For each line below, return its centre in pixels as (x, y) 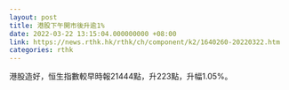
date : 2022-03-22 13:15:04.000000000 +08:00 (93, 34)
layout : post (33, 17)
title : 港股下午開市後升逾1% (57, 26)
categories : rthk (41, 50)
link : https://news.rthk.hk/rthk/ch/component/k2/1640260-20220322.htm (144, 42)
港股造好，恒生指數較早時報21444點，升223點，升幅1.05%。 (121, 77)
